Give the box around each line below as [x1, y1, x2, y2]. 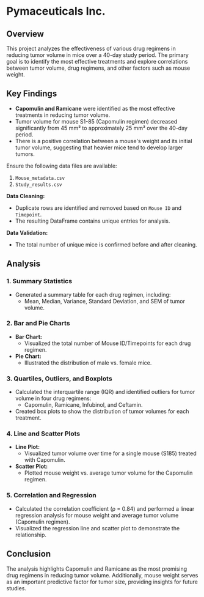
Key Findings [6, 89, 57, 99]
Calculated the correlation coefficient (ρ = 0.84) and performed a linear [15, 505, 195, 512]
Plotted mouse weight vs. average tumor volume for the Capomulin [24, 469, 193, 476]
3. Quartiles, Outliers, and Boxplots [6, 374, 112, 383]
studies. [6, 584, 26, 591]
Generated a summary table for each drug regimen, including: [15, 291, 171, 298]
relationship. [15, 531, 47, 538]
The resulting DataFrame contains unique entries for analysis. [15, 217, 170, 224]
